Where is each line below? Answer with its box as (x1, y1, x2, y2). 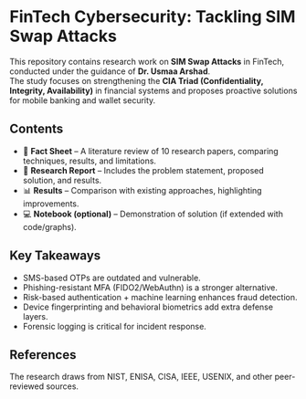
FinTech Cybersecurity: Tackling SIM (9, 6, 296, 27)
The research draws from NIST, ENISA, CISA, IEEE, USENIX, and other (9, 372, 273, 383)
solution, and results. (22, 174, 102, 185)
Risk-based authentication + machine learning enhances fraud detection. (22, 291, 298, 302)
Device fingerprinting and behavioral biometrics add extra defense (22, 301, 274, 312)
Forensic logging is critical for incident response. (22, 320, 207, 331)
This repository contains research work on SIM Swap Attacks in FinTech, (9, 56, 285, 67)
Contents (9, 121, 64, 137)
